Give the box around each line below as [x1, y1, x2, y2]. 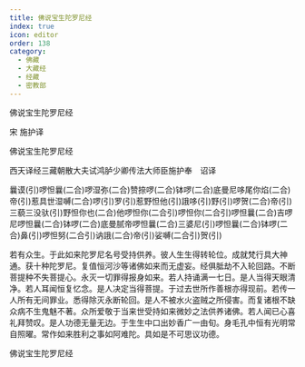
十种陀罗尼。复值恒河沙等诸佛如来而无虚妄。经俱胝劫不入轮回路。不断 [33, 260, 296, 271]
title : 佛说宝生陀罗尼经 [9, 13, 93, 23]
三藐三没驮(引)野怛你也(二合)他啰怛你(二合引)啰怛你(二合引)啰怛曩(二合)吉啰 [9, 206, 293, 218]
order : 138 [9, 38, 51, 48]
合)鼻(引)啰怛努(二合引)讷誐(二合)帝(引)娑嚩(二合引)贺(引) [9, 229, 222, 241]
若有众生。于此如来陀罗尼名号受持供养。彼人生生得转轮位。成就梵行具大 [9, 249, 280, 260]
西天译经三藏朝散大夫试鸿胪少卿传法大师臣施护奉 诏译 [9, 164, 216, 175]
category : [9, 47, 47, 56]
